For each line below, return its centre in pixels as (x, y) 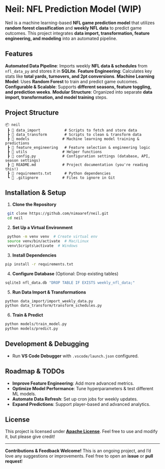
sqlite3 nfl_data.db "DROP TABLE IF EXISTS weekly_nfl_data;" (70, 283)
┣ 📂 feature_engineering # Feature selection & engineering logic (79, 147)
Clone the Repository (34, 204)
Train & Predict (27, 315)
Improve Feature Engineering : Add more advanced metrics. (73, 383)
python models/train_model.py (36, 324)
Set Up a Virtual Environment (42, 228)
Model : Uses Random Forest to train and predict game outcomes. (72, 81)
